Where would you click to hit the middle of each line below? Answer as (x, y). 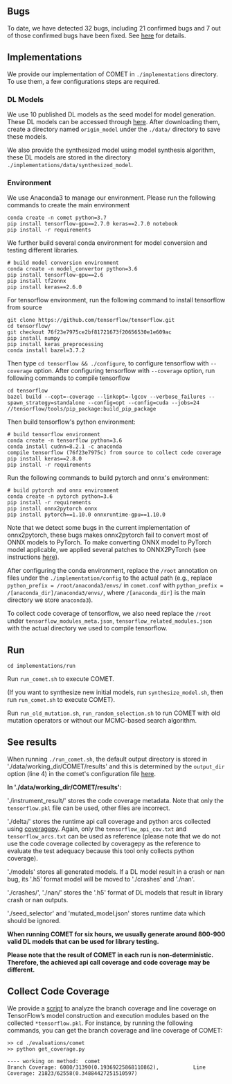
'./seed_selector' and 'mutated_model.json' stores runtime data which (106, 913)
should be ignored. (34, 920)
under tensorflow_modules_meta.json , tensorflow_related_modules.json (110, 621)
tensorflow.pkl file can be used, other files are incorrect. (89, 808)
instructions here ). (33, 557)
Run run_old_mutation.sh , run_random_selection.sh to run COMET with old (114, 713)
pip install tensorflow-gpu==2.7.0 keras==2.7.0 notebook (92, 224)
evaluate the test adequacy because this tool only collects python (101, 851)
